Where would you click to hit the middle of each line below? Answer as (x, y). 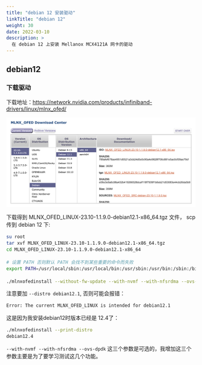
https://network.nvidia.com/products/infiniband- (92, 102)
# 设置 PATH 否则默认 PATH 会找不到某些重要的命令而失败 (70, 262)
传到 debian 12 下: (28, 225)
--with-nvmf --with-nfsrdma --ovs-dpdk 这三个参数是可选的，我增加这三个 (99, 349)
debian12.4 (20, 337)
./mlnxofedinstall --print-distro (50, 330)
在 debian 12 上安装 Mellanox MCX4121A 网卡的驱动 (72, 44)
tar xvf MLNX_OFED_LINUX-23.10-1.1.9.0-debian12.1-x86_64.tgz (86, 244)
